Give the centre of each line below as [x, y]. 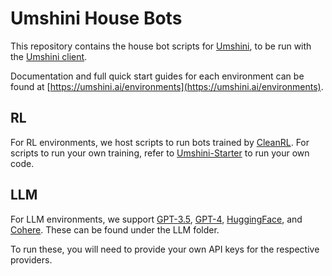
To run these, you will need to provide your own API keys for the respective [165, 249]
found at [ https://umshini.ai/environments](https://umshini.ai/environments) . [167, 86]
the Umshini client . [49, 56]
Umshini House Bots [96, 18]
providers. [31, 259]
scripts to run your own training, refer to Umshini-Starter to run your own [160, 153]
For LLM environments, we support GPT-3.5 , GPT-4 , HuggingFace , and [156, 219]
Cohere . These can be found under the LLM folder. [115, 229]
